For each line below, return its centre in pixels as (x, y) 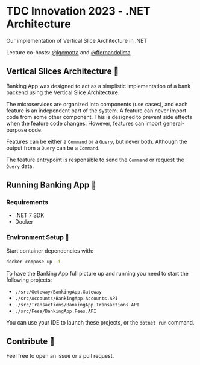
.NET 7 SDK (30, 215)
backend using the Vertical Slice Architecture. (63, 92)
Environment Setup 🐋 (38, 237)
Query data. (20, 166)
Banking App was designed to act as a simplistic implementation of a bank (98, 86)
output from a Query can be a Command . (53, 148)
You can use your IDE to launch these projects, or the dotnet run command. (100, 322)
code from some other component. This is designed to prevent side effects (99, 117)
